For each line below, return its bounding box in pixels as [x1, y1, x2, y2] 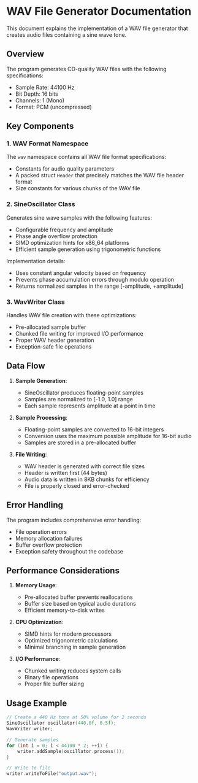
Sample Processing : [15, 414, 67, 421]
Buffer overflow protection [15, 541, 82, 549]
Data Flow [6, 361, 45, 371]
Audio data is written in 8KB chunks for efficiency [24, 476, 150, 483]
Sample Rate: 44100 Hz [15, 83, 75, 91]
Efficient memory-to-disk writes [24, 606, 105, 614]
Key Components [6, 121, 74, 131]
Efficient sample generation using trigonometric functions [15, 245, 161, 253]
